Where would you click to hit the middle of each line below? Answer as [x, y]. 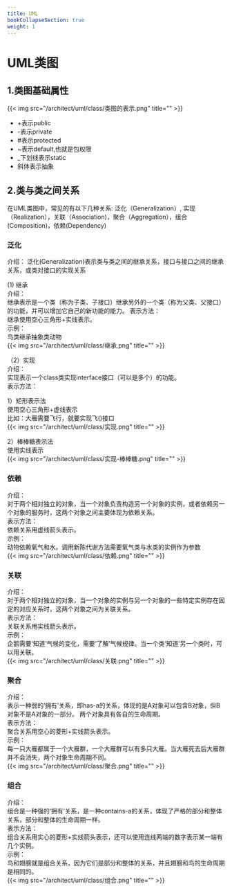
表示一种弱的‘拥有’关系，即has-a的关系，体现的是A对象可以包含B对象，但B [114, 705]
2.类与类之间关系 [43, 190]
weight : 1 [21, 26]
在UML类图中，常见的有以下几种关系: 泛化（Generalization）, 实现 [101, 208]
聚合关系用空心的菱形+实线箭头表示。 [61, 732]
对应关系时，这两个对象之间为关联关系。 [77, 609]
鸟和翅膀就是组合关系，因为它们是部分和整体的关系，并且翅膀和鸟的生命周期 [116, 863]
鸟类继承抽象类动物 [35, 337]
